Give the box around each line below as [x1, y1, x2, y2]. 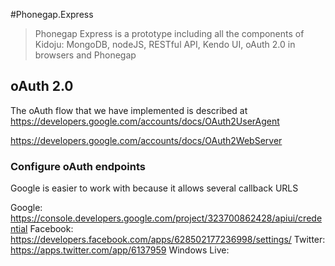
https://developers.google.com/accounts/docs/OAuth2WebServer [10, 134, 283, 146]
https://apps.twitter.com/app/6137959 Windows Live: [10, 244, 230, 256]
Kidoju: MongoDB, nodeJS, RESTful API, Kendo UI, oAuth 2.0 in [34, 39, 296, 50]
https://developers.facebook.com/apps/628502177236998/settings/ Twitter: [10, 234, 326, 246]
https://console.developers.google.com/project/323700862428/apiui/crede [10, 212, 323, 224]
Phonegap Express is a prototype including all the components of [34, 28, 305, 39]
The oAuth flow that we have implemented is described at [10, 104, 248, 116]
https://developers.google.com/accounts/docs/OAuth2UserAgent [10, 115, 280, 127]
